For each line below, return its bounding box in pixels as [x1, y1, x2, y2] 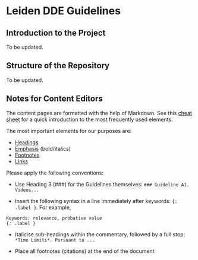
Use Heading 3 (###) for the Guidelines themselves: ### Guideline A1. [14, 180, 190, 188]
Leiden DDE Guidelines [6, 4, 121, 18]
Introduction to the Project [6, 28, 106, 38]
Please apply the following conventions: [6, 169, 104, 176]
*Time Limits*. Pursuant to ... [14, 237, 95, 243]
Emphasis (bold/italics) [14, 145, 71, 152]
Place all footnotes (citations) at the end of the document [14, 248, 155, 255]
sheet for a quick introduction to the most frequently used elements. [6, 116, 174, 123]
